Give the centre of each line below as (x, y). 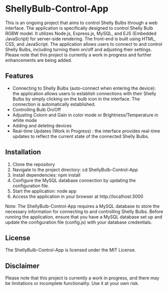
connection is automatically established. (54, 104)
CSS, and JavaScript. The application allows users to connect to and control (84, 44)
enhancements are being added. (39, 60)
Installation (23, 152)
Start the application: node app (44, 191)
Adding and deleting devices (42, 125)
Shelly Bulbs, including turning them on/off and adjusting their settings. (78, 49)
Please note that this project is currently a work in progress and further (78, 55)
